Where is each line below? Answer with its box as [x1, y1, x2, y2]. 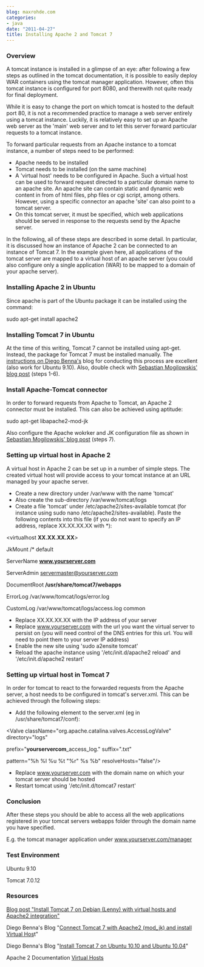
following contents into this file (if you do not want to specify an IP [15, 515, 181, 522]
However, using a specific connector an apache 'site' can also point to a [15, 198, 195, 205]
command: [6, 303, 33, 311]
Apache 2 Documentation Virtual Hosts [6, 954, 104, 961]
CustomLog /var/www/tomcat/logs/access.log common [6, 604, 146, 612]
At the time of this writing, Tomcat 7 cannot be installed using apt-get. [6, 345, 181, 352]
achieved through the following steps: [6, 697, 101, 704]
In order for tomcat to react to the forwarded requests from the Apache [6, 684, 184, 691]
